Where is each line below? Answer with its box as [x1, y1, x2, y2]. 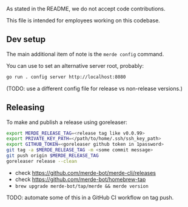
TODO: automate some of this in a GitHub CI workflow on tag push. [6, 194, 174, 201]
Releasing [6, 102, 45, 113]
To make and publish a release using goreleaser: [6, 118, 127, 126]
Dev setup [6, 34, 46, 45]
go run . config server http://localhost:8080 [6, 74, 126, 80]
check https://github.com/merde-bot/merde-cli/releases [15, 169, 156, 176]
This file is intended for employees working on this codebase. [6, 17, 161, 24]
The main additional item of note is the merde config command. [6, 50, 164, 57]
